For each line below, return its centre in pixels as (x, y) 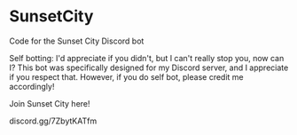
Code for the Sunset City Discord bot (77, 41)
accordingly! (32, 86)
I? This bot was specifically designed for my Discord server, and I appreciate (149, 67)
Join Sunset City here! (50, 103)
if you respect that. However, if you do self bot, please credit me (126, 76)
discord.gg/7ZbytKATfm (53, 121)
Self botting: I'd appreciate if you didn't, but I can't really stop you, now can (147, 58)
